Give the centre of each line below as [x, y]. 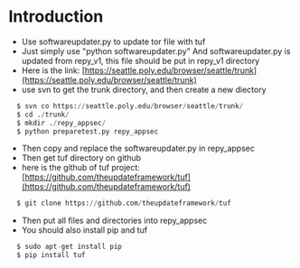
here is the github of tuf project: [81, 168]
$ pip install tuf [52, 255]
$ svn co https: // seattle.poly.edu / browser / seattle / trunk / [130, 106]
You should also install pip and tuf [84, 230]
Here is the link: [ [53, 70]
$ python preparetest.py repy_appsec [88, 131]
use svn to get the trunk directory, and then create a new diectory [144, 89]
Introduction [56, 17]
